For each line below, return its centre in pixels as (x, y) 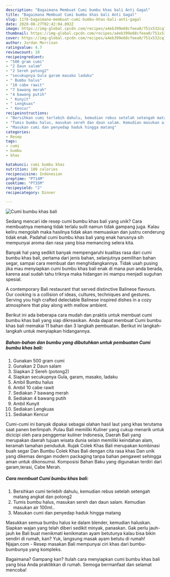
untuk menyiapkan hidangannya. (57, 331)
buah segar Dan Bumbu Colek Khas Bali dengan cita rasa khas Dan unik (80, 451)
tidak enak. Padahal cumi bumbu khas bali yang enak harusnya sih (75, 237)
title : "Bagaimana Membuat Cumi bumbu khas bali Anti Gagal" (71, 15)
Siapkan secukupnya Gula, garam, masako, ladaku (65, 377)
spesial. (14, 279)
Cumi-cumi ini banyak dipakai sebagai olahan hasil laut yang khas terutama (84, 424)
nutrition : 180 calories (32, 169)
